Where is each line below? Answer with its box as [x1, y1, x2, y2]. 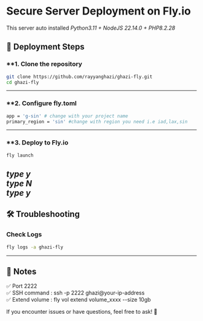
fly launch [6, 152, 34, 158]
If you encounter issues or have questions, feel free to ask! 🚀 [6, 308, 158, 316]
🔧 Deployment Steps [6, 42, 85, 52]
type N [6, 178, 32, 189]
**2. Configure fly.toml [6, 99, 77, 108]
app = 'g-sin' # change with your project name [6, 113, 129, 119]
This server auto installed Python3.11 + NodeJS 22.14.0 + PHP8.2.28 [6, 24, 175, 31]
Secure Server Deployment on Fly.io [6, 4, 192, 18]
